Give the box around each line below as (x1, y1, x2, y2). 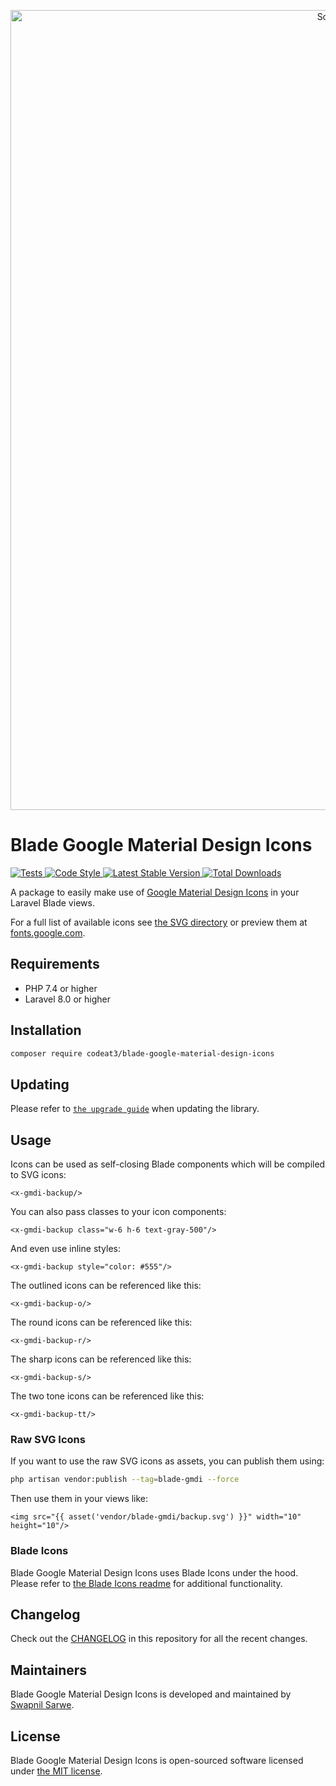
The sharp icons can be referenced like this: (10, 1353, 192, 1365)
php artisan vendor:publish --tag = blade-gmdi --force (10, 1475, 240, 1485)
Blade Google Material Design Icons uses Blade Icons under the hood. (10, 1566, 299, 1579)
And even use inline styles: (10, 1243, 122, 1255)
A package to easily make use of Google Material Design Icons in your (10, 886, 300, 898)
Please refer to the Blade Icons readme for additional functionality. (10, 1577, 283, 1589)
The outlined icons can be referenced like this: (10, 1280, 202, 1292)
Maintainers (10, 1661, 88, 1679)
